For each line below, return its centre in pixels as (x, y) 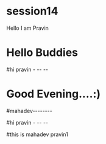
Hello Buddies (42, 53)
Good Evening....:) (54, 94)
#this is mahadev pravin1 (37, 134)
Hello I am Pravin (27, 28)
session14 (32, 11)
